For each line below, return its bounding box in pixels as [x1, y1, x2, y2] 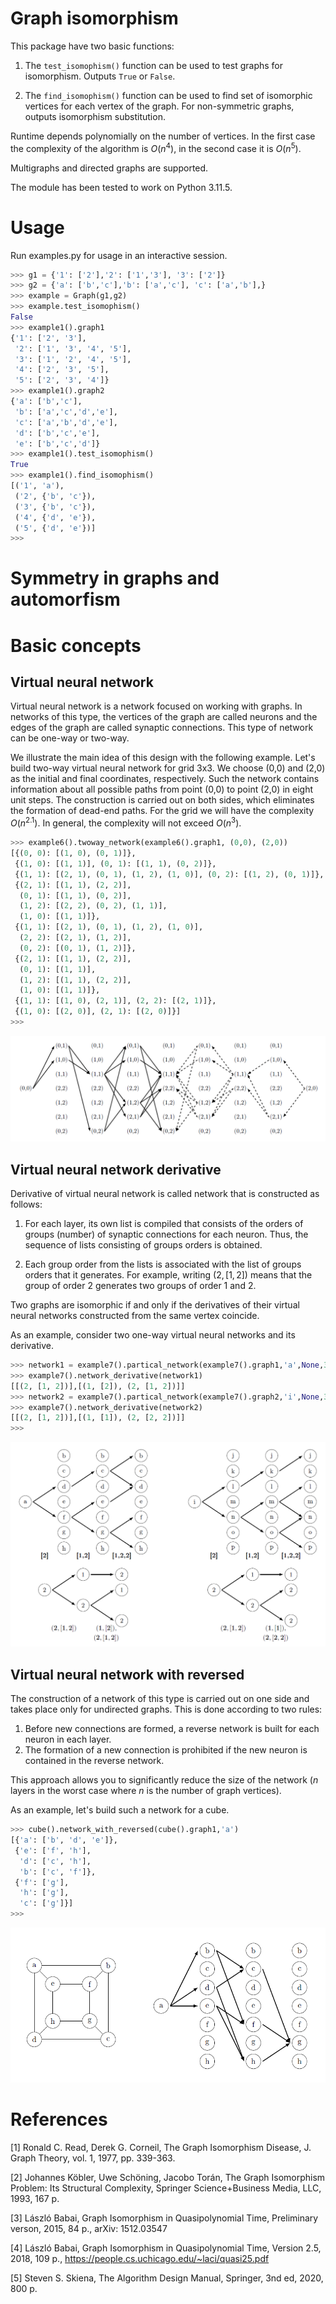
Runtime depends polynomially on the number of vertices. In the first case [10, 130, 316, 142]
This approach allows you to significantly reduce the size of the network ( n [10, 1774, 319, 1786]
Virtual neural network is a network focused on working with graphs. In [10, 700, 303, 712]
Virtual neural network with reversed [10, 1666, 245, 1683]
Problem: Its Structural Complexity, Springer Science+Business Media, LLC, [10, 2182, 322, 2194]
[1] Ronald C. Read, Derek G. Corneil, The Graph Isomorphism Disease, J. [10, 2141, 312, 2153]
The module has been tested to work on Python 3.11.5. [10, 181, 233, 193]
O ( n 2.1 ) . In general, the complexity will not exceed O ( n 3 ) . [10, 815, 242, 829]
